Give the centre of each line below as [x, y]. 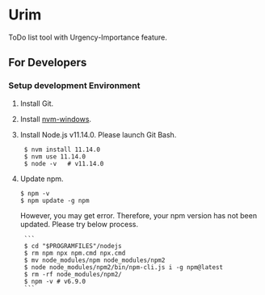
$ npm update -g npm [55, 200]
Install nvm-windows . [55, 119]
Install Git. [37, 103]
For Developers [48, 63]
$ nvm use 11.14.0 [55, 156]
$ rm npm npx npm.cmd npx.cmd [75, 253]
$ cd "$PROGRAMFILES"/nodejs [73, 246]
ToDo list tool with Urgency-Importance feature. [88, 37]
